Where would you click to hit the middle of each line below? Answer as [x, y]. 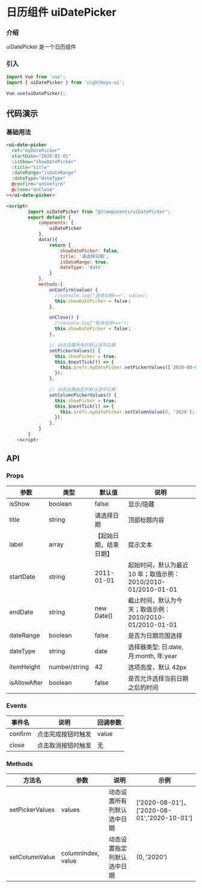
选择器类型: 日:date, [156, 647]
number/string [69, 667]
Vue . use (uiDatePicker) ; [36, 93]
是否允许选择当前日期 [158, 678]
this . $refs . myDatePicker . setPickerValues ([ [115, 367]
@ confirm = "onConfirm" [39, 184]
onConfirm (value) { [73, 290]
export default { [49, 217]
